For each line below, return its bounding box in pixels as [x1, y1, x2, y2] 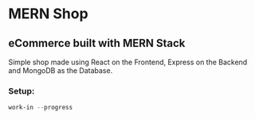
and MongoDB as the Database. [8, 66, 113, 75]
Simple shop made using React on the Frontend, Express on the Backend [8, 57, 248, 67]
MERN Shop [8, 5, 89, 23]
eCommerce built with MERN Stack [8, 36, 186, 50]
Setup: [8, 85, 35, 96]
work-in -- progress [8, 104, 73, 112]
